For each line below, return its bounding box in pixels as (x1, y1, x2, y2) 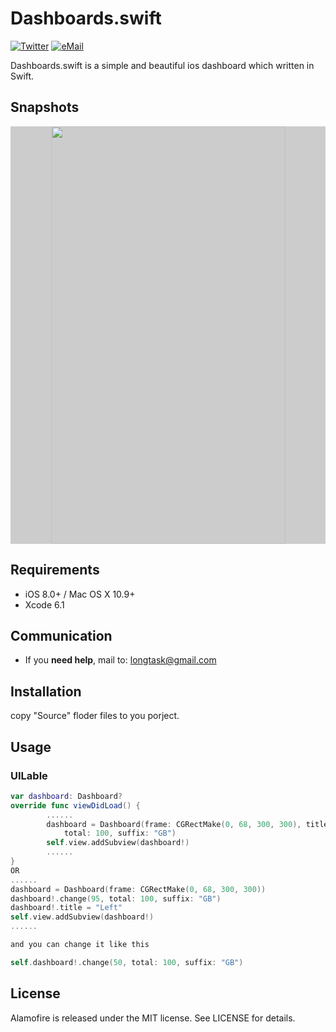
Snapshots (10, 99, 80, 116)
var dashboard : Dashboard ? (10, 791, 123, 801)
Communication (10, 627, 113, 644)
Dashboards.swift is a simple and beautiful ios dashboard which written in (10, 59, 315, 71)
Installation (10, 683, 82, 700)
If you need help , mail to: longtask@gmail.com (24, 654, 217, 666)
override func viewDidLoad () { (10, 800, 141, 811)
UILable (10, 768, 48, 782)
